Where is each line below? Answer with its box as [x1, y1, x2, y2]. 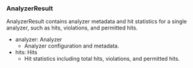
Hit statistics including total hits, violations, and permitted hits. [24, 55, 180, 63]
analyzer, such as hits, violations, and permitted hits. [6, 24, 138, 31]
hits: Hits [15, 49, 38, 56]
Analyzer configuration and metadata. [24, 42, 119, 49]
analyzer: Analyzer [15, 36, 63, 43]
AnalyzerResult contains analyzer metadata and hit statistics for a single [6, 18, 187, 25]
